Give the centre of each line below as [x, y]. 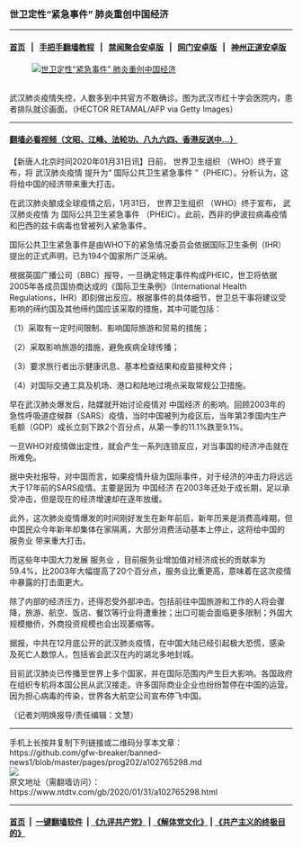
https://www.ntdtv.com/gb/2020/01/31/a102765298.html [114, 792]
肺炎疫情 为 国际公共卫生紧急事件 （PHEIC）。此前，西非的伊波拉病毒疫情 [152, 214]
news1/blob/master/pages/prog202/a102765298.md [106, 761]
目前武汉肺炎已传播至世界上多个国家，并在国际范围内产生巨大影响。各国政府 [151, 673]
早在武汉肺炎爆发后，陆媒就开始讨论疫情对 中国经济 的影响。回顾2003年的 [147, 404]
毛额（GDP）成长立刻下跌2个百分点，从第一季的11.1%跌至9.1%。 [129, 427]
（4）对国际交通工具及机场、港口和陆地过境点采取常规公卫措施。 [130, 385]
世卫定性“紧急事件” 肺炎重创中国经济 [89, 14]
